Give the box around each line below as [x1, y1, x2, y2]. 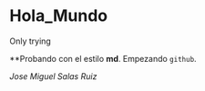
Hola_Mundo [9, 5, 108, 26]
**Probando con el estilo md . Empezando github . [9, 53, 198, 64]
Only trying [9, 35, 52, 46]
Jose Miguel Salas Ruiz [9, 70, 97, 82]
